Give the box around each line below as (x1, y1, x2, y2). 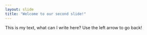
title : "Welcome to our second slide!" (5, 12, 86, 16)
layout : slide (5, 7, 34, 12)
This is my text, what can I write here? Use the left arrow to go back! (5, 24, 143, 30)
